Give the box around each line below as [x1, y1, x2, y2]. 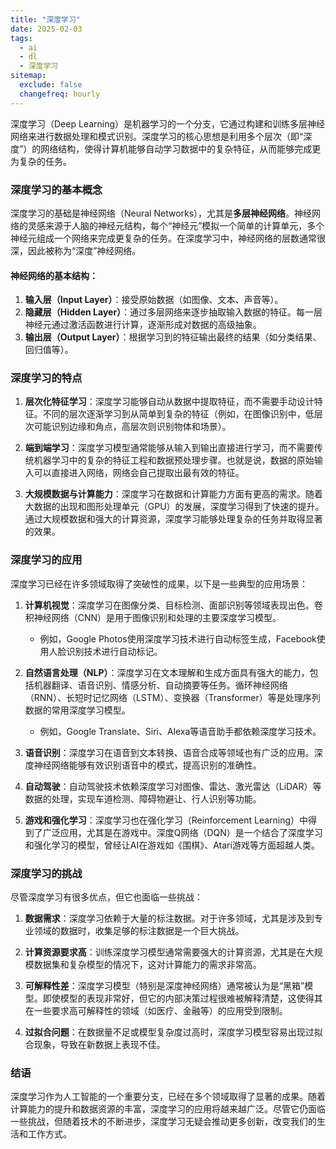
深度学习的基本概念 [10, 182, 103, 196]
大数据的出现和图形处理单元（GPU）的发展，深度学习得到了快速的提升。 [24, 501, 325, 513]
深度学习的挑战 [10, 866, 83, 880]
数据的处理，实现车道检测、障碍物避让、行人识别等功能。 [24, 792, 262, 805]
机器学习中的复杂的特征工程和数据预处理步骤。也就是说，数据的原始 [33, 454, 315, 466]
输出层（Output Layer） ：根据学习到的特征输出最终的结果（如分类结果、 [24, 331, 322, 343]
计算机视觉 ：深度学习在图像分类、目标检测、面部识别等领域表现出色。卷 [24, 599, 323, 611]
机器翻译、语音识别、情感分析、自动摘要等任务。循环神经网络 [33, 679, 288, 691]
